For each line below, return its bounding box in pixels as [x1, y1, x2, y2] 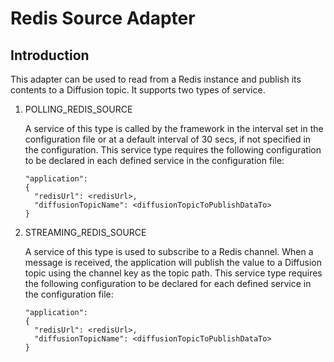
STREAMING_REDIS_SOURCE [24, 227, 147, 238]
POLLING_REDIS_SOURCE [24, 103, 133, 115]
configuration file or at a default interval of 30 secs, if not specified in [24, 133, 312, 145]
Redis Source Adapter [10, 7, 196, 30]
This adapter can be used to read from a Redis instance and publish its [10, 73, 302, 85]
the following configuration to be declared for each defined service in [24, 278, 312, 289]
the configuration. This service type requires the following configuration [24, 144, 322, 156]
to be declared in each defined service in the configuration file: [24, 155, 285, 166]
